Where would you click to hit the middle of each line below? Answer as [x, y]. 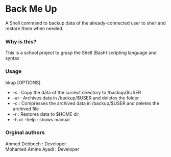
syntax [12, 58]
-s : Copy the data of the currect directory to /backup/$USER [77, 92]
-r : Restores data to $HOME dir [46, 114]
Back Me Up [31, 9]
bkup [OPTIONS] [23, 83]
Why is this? [21, 41]
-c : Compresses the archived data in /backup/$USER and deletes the [86, 103]
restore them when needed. [34, 28]
